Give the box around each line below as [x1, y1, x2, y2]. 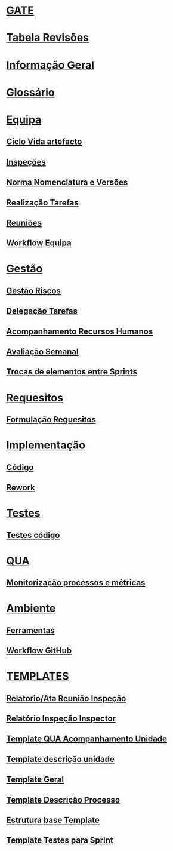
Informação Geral [6, 58, 94, 72]
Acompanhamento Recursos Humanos [6, 326, 153, 336]
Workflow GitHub [6, 646, 72, 656]
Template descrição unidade [6, 754, 115, 764]
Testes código [6, 530, 60, 540]
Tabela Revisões [6, 31, 89, 45]
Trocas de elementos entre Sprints [6, 367, 138, 377]
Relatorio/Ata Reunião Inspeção [6, 693, 126, 703]
